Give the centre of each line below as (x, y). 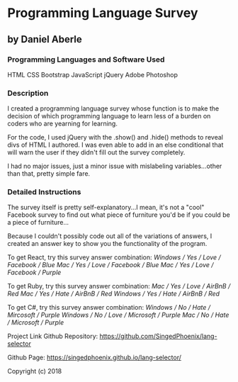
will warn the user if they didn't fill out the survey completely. (96, 152)
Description (28, 93)
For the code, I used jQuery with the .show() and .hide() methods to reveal (115, 137)
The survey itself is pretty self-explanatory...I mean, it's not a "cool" (106, 208)
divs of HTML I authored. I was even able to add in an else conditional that (115, 145)
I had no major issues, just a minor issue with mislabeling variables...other (115, 166)
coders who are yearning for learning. (63, 124)
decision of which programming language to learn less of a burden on (109, 116)
